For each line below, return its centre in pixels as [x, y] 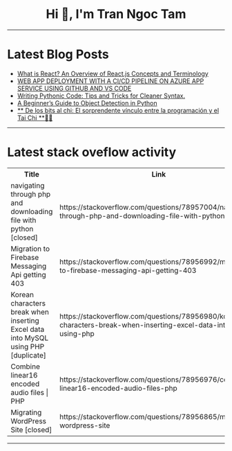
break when [30, 312]
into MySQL [30, 337]
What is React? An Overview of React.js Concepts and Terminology [113, 73]
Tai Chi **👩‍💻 [35, 118]
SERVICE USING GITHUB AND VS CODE [74, 88]
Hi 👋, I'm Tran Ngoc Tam [116, 14]
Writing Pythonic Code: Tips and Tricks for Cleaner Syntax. [101, 96]
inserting [25, 320]
